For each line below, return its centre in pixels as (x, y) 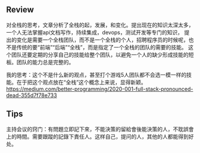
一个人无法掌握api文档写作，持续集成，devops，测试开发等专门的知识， (95, 32)
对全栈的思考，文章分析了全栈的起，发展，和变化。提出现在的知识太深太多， (100, 25)
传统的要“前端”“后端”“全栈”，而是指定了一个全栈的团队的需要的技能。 (101, 47)
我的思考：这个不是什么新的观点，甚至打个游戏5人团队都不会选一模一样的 (96, 74)
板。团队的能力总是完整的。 (40, 62)
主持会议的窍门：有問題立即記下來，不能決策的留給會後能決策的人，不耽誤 (97, 129)
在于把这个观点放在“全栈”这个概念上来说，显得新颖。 (82, 82)
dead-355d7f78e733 (32, 95)
